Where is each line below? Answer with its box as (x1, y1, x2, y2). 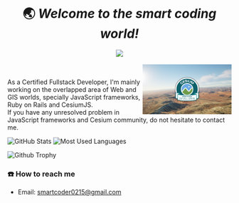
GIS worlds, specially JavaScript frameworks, (7, 93, 141, 101)
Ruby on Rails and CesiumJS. (7, 100, 94, 109)
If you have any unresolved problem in (7, 108, 119, 116)
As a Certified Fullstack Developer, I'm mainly (7, 78, 141, 86)
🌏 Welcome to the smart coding (22, 6, 217, 22)
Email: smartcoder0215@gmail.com (17, 188, 122, 197)
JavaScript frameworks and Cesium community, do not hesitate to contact (7, 115, 225, 124)
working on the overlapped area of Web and (7, 85, 137, 93)
